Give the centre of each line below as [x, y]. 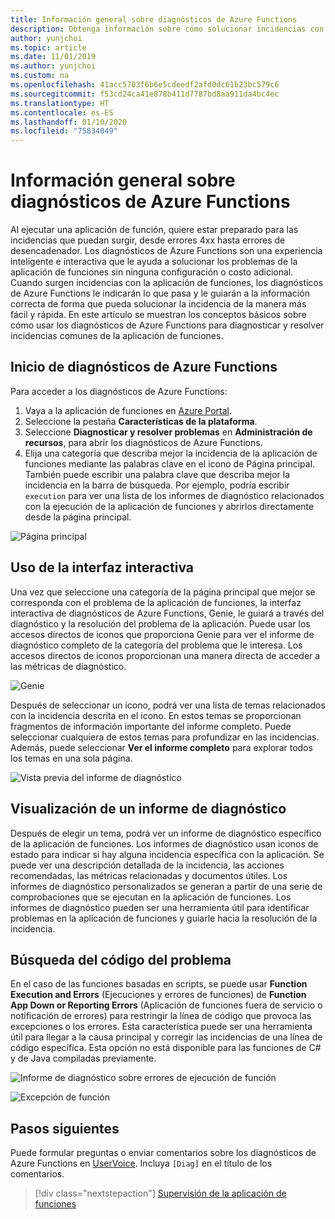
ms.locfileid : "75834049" [64, 131]
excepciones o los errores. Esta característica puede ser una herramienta [161, 1027]
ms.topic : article [48, 47]
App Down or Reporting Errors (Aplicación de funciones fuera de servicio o [166, 1005]
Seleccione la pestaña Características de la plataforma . [141, 421]
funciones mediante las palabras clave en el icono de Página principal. [170, 463]
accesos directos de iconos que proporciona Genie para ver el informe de [162, 634]
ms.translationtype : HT [60, 103]
